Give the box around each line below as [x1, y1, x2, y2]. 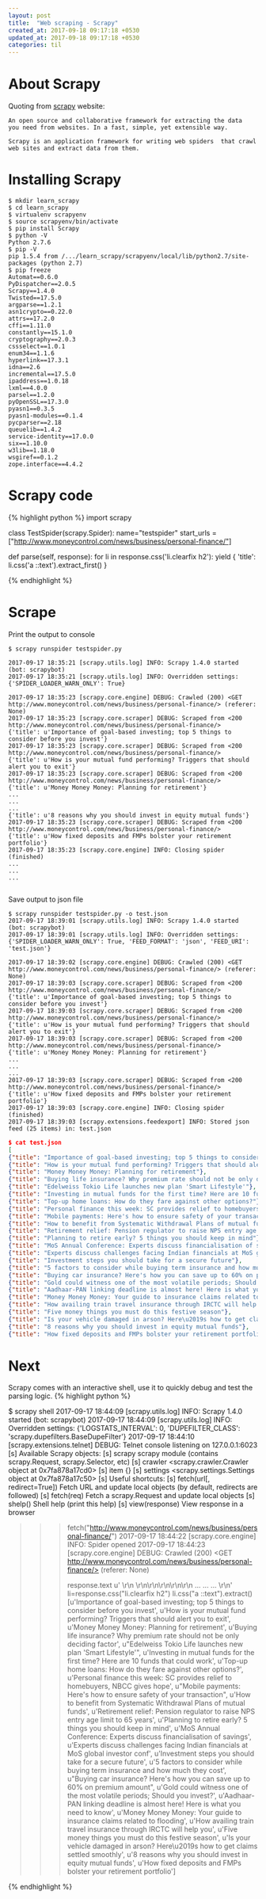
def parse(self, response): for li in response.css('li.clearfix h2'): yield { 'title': [8, 551, 256, 561]
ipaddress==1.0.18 [8, 377, 69, 385]
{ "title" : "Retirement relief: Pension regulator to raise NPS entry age [8, 1227, 257, 1235]
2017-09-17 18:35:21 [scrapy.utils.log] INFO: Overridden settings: [8, 673, 239, 681]
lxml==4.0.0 [8, 384, 47, 392]
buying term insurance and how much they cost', [66, 1766, 227, 1775]
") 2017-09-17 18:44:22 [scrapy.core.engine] [110, 1531, 256, 1541]
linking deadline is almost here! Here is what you [82, 1799, 241, 1809]
